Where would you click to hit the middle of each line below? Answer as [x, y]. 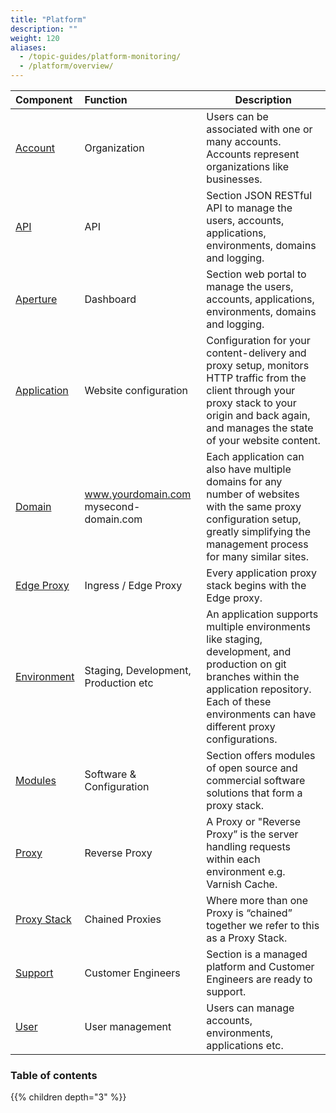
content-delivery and [256, 353]
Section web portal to [256, 274]
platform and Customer [260, 966]
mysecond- [112, 506]
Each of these [239, 701]
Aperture [36, 299]
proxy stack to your [251, 403]
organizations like [248, 166]
